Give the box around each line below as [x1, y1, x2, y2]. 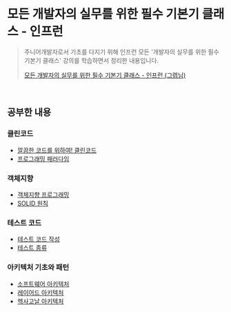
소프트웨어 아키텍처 [17, 280, 70, 288]
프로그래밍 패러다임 [17, 155, 70, 163]
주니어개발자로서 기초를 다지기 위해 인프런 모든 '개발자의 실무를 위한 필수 [23, 48, 219, 56]
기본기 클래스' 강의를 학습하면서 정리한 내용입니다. [23, 56, 159, 64]
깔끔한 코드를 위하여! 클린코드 [17, 146, 97, 154]
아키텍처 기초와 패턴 [7, 263, 70, 273]
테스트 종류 [17, 244, 48, 252]
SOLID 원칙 [17, 199, 48, 207]
